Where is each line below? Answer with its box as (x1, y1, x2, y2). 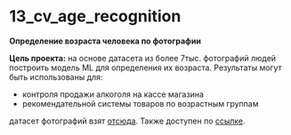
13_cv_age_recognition (9, 6, 182, 27)
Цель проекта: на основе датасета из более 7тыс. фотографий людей (9, 52, 277, 63)
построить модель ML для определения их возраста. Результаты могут (9, 62, 282, 73)
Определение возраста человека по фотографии (9, 36, 202, 46)
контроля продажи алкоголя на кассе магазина (21, 89, 205, 99)
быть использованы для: (9, 71, 103, 82)
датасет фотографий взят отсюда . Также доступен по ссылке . (9, 115, 247, 126)
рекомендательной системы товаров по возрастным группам (21, 98, 259, 108)
